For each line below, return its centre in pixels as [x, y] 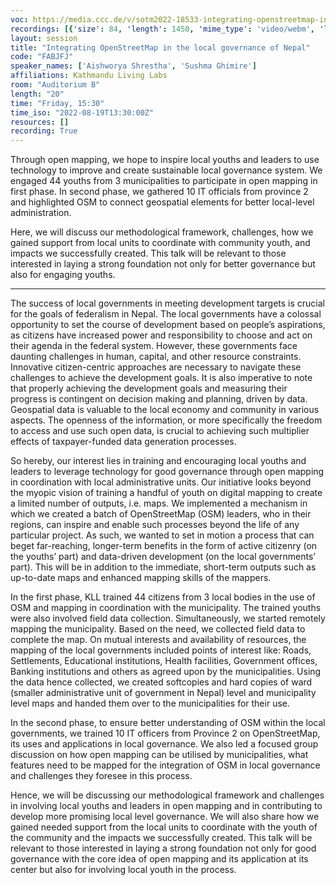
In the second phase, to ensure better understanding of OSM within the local [168, 723]
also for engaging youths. [63, 275]
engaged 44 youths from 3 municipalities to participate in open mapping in [164, 181]
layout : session [44, 38]
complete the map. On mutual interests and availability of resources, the [158, 640]
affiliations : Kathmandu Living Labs [89, 76]
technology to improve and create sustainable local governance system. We [166, 170]
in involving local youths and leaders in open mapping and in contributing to [166, 806]
